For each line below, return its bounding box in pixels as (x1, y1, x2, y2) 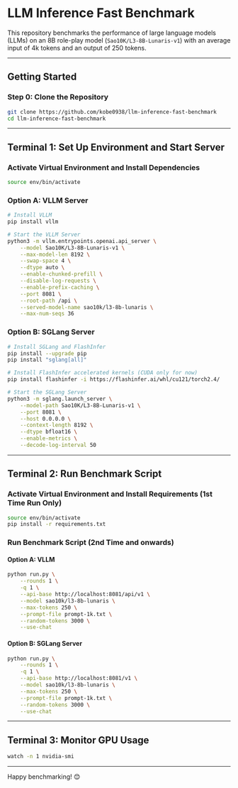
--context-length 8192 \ (20, 421, 93, 429)
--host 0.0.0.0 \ (20, 415, 72, 422)
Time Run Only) (7, 498, 62, 508)
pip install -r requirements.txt (7, 521, 106, 528)
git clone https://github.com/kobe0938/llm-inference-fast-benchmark (7, 108, 217, 115)
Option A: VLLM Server (7, 195, 89, 205)
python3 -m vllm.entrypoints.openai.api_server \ (7, 237, 157, 244)
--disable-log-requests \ (20, 277, 97, 285)
